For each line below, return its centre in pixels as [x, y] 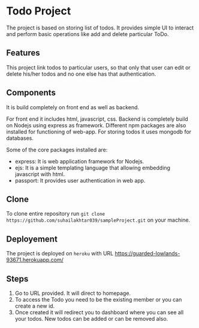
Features [23, 53]
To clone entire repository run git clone [56, 214]
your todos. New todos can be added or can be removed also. [91, 319]
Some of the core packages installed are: [57, 150]
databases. [20, 138]
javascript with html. [40, 174]
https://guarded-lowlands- [147, 254]
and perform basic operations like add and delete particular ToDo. [88, 34]
